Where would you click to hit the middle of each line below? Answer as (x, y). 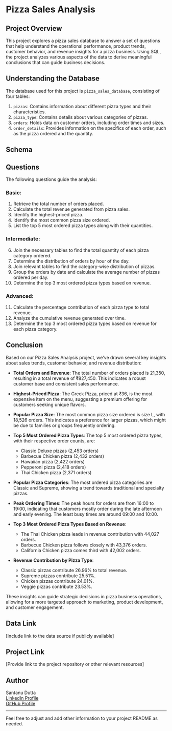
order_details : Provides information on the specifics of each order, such (90, 128)
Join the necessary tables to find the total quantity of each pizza (81, 250)
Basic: (14, 192)
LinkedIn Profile (22, 698)
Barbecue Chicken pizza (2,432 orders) (62, 456)
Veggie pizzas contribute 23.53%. (56, 586)
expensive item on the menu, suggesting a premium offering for (80, 399)
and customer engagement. (35, 607)
